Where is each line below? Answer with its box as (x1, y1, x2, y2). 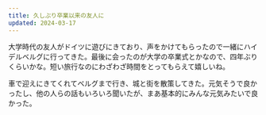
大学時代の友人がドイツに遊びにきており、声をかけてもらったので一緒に (8, 41, 245, 52)
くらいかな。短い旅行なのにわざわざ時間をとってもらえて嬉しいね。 (8, 61, 230, 71)
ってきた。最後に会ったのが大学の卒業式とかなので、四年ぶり (56, 52, 258, 61)
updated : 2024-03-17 (8, 19, 77, 27)
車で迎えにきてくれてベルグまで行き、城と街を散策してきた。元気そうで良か (8, 79, 258, 88)
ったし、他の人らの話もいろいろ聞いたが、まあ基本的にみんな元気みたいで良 (8, 88, 259, 98)
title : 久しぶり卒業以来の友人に (8, 11, 105, 20)
